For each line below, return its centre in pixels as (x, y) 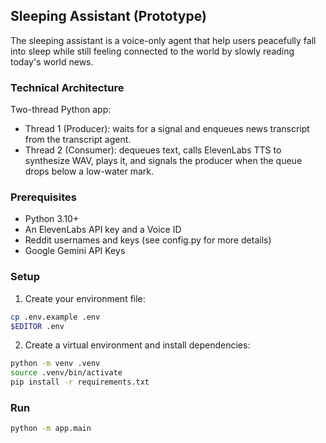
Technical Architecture (67, 87)
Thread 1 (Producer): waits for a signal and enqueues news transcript (167, 129)
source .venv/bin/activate (66, 373)
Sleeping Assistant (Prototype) (108, 16)
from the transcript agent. (78, 140)
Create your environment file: (85, 298)
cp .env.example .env (55, 317)
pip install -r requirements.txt (80, 382)
